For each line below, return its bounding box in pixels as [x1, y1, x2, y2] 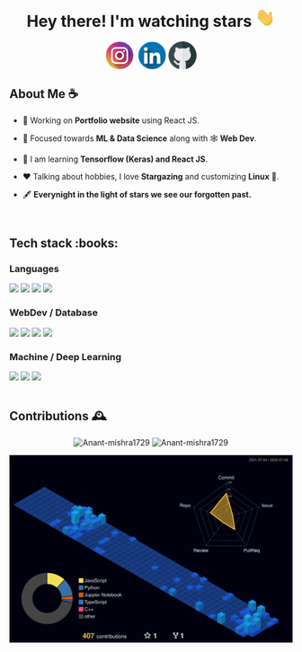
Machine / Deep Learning [9, 350, 122, 363]
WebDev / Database [9, 306, 99, 319]
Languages [9, 263, 60, 276]
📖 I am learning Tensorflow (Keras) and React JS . [22, 154, 209, 164]
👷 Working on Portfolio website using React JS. [22, 115, 200, 126]
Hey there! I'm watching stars [26, 12, 253, 31]
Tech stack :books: [9, 236, 119, 251]
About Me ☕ [9, 86, 79, 101]
